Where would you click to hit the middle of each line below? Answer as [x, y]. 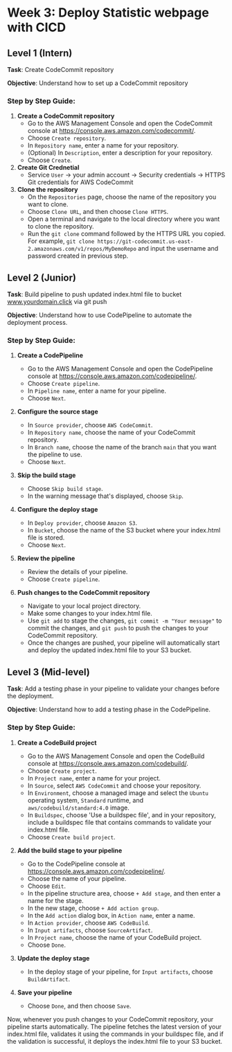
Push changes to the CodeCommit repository [83, 593]
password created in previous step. [78, 256]
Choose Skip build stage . [65, 489]
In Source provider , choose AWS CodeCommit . [90, 425]
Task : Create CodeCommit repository [61, 70]
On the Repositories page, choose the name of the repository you [122, 197]
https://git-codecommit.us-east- [145, 242]
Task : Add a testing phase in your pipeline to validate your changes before [114, 689]
